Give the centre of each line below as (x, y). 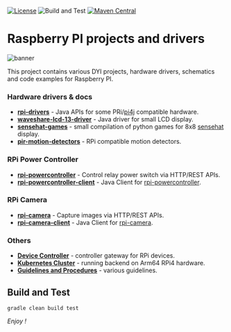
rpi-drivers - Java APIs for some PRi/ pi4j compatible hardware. (108, 112)
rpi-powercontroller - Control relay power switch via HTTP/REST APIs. (119, 174)
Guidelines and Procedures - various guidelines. (87, 270)
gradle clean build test (43, 308)
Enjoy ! (17, 321)
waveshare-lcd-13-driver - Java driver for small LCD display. (105, 119)
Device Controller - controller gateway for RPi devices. (96, 256)
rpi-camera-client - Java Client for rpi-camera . (85, 222)
